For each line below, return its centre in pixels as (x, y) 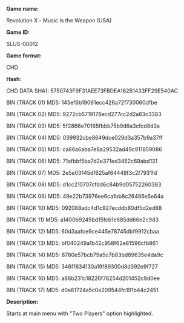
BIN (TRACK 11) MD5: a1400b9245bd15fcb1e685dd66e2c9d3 (83, 220)
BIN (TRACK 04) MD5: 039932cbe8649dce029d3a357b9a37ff (85, 138)
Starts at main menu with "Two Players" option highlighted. (80, 313)
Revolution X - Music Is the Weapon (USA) (59, 20)
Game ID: (18, 32)
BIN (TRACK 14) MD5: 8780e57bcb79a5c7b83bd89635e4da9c (85, 255)
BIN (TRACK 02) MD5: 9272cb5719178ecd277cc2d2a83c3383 (84, 114)
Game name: (23, 9)
